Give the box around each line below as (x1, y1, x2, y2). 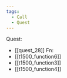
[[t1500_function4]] (14, 66, 62, 73)
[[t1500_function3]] (14, 59, 62, 66)
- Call (11, 14, 28, 20)
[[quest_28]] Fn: (14, 47, 54, 54)
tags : (6, 8, 19, 15)
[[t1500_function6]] (14, 53, 62, 60)
